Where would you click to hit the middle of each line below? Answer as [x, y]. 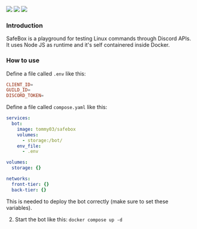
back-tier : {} [29, 190]
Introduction [24, 25]
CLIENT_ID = [20, 85]
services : [19, 118]
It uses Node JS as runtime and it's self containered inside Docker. [88, 45]
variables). [19, 207]
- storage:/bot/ [42, 140]
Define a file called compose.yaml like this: [57, 107]
